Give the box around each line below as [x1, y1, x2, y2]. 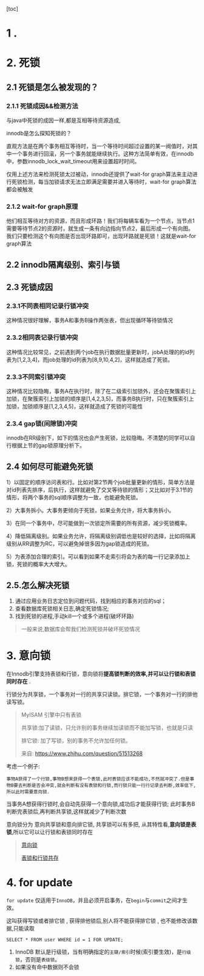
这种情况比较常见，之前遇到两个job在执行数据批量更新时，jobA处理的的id [6, 348, 189, 356]
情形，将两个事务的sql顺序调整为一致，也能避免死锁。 [6, 494, 141, 501]
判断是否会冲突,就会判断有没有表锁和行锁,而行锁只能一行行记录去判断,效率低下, [22, 782, 196, 788]
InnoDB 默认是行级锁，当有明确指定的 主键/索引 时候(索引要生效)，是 [15, 948, 182, 955]
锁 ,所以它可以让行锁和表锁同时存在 [6, 828, 93, 835]
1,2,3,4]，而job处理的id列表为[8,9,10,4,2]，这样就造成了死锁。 [19, 356, 173, 363]
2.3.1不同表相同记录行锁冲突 [6, 302, 89, 310]
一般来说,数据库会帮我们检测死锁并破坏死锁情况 [21, 625, 140, 632]
